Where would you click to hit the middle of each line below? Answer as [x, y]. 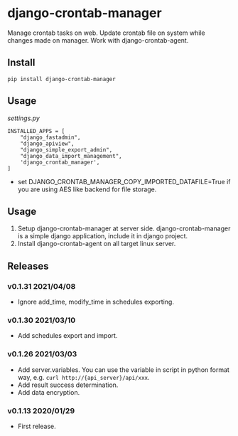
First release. [37, 426]
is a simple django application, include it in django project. [103, 236]
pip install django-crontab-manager [61, 79]
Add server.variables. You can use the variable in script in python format [123, 369]
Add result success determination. [68, 385]
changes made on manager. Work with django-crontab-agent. [98, 40]
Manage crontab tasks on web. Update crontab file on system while [106, 33]
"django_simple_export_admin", [66, 150]
